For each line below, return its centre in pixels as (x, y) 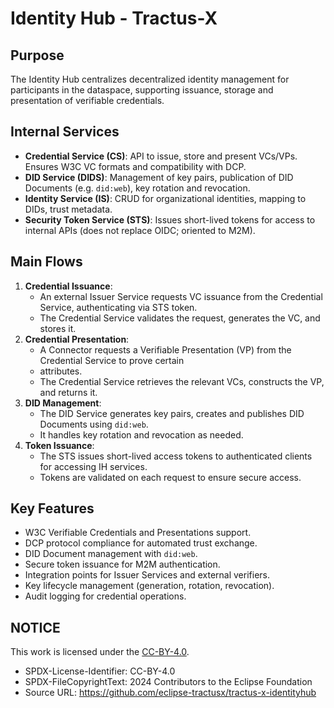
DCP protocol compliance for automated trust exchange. (141, 543)
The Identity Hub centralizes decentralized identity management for (150, 79)
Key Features (52, 508)
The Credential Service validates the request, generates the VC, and (180, 318)
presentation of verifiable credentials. (87, 100)
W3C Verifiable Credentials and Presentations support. (138, 533)
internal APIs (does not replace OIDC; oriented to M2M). (140, 230)
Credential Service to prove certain (112, 360)
